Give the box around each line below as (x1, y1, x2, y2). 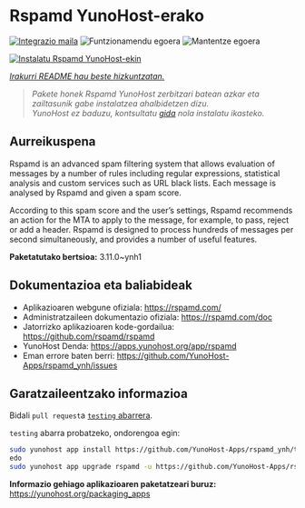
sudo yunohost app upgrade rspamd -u (9, 463, 152, 472)
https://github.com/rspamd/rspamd (22, 331, 155, 342)
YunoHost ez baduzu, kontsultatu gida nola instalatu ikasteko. (31, 107, 265, 118)
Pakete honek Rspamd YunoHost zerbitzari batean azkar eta (31, 88, 261, 99)
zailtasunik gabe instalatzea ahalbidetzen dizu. (31, 97, 210, 109)
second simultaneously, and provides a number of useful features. (9, 234, 258, 244)
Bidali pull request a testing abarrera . (9, 410, 152, 421)
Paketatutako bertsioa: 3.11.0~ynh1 (9, 251, 143, 262)
